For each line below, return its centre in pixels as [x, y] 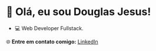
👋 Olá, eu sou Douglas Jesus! [79, 12]
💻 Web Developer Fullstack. [49, 28]
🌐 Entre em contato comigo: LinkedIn [52, 41]
